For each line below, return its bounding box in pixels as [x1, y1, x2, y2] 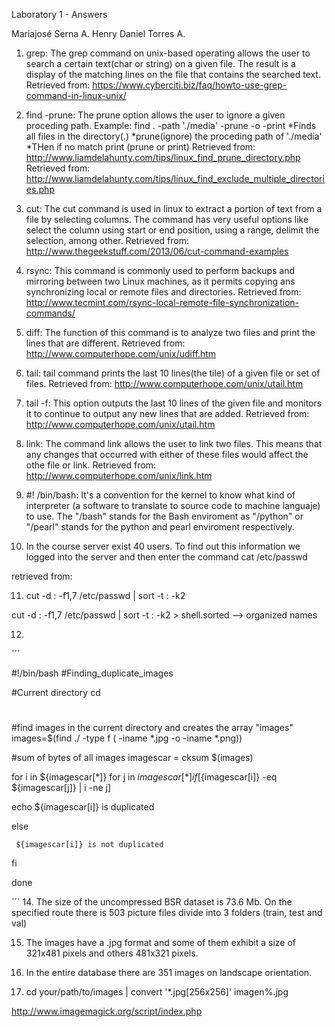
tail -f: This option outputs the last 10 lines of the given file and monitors [25, 397, 323, 409]
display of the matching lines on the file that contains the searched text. [25, 69, 321, 80]
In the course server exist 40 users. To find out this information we [25, 540, 301, 552]
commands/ [25, 307, 76, 319]
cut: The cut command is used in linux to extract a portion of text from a [25, 203, 323, 214]
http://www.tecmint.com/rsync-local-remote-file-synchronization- [25, 297, 300, 308]
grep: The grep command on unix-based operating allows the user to [25, 47, 311, 59]
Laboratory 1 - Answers [11, 9, 108, 20]
